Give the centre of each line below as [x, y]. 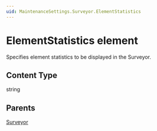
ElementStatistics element [72, 40]
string [13, 89]
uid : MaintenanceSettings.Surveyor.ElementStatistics [74, 11]
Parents [21, 108]
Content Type [32, 75]
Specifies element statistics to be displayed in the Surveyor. [79, 57]
